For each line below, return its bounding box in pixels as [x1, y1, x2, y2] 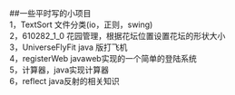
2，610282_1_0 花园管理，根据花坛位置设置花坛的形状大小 [9, 31, 226, 41]
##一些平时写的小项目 [9, 8, 92, 18]
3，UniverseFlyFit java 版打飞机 [9, 42, 128, 52]
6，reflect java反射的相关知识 [9, 76, 120, 86]
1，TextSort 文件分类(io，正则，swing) [9, 19, 153, 30]
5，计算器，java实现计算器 [9, 64, 110, 75]
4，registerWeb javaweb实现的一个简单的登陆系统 [9, 53, 197, 63]
